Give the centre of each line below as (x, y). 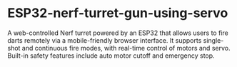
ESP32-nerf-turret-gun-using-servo (118, 13)
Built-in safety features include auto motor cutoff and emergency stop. (111, 56)
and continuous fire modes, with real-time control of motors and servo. (126, 48)
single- (213, 40)
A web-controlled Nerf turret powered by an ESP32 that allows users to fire (118, 33)
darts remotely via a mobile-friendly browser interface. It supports (105, 40)
